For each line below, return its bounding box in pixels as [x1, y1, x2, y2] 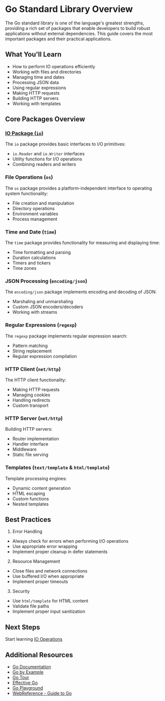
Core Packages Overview [5, 115, 85, 123]
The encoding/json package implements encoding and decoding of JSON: [5, 289, 157, 295]
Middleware [12, 447, 37, 453]
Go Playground [12, 685, 43, 691]
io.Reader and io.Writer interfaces [12, 151, 85, 157]
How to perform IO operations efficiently [12, 63, 95, 69]
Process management [12, 216, 58, 222]
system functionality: [5, 190, 48, 196]
